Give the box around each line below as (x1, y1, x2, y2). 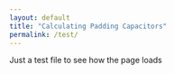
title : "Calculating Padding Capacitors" (9, 22, 168, 31)
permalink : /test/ (9, 30, 78, 39)
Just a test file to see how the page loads (9, 55, 162, 66)
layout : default (9, 13, 70, 23)
